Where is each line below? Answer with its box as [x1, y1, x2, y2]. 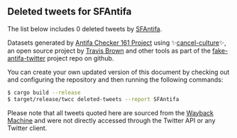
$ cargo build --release [7, 89, 81, 96]
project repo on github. [47, 53, 114, 63]
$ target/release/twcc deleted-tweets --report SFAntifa [7, 95, 180, 102]
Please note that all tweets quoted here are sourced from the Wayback [7, 108, 214, 117]
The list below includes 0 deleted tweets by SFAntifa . [7, 24, 162, 33]
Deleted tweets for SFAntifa [7, 6, 132, 18]
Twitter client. [7, 124, 48, 132]
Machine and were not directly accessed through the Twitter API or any [7, 116, 216, 124]
